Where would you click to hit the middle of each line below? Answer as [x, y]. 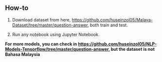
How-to [17, 8]
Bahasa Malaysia [23, 54]
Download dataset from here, [41, 20]
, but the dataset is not [132, 49]
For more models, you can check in [41, 44]
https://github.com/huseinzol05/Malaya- [112, 20]
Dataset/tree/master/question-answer [50, 25]
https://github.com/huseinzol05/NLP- [117, 44]
